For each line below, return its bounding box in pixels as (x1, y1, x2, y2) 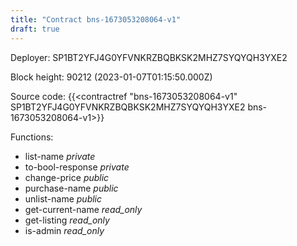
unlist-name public (24, 192, 103, 205)
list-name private (24, 150, 96, 162)
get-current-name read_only (24, 203, 143, 215)
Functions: (10, 131, 54, 143)
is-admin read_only (24, 224, 105, 236)
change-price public (24, 171, 110, 183)
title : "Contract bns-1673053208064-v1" (10, 14, 182, 25)
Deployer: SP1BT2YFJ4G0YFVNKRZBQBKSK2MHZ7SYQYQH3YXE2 (10, 51, 288, 63)
